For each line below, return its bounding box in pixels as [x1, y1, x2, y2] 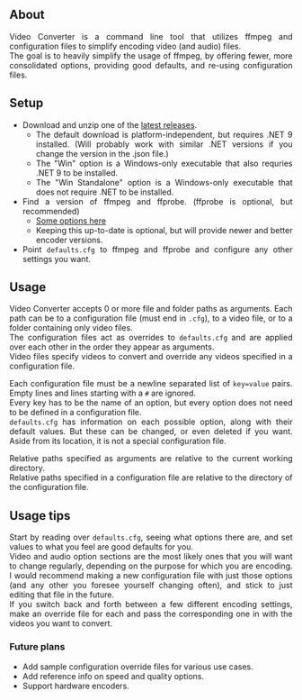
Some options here [35, 215, 106, 226]
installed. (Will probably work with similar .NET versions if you [35, 139, 293, 150]
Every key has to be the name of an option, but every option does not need [9, 397, 293, 408]
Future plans [9, 641, 66, 653]
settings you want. [22, 253, 92, 264]
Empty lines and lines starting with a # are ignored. [9, 387, 196, 399]
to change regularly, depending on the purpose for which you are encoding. [9, 560, 293, 571]
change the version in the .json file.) [35, 148, 169, 159]
